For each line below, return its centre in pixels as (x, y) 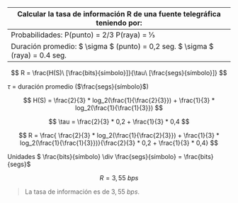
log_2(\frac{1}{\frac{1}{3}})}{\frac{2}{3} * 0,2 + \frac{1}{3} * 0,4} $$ (119, 143)
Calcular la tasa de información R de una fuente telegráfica (119, 14)
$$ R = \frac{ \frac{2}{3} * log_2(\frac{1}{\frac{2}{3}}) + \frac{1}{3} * (119, 135)
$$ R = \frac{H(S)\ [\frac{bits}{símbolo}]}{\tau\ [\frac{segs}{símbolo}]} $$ (119, 73)
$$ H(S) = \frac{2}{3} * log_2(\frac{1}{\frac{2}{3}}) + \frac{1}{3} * (119, 100)
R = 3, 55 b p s (119, 178)
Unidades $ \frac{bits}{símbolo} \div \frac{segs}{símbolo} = (95, 157)
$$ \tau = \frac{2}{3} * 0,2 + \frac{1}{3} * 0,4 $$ (119, 121)
